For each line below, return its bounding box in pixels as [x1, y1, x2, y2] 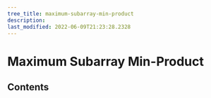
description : [7, 17, 46, 24]
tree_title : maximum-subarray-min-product [7, 10, 134, 17]
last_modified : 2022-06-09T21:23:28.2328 [7, 23, 131, 30]
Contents [7, 81, 49, 93]
